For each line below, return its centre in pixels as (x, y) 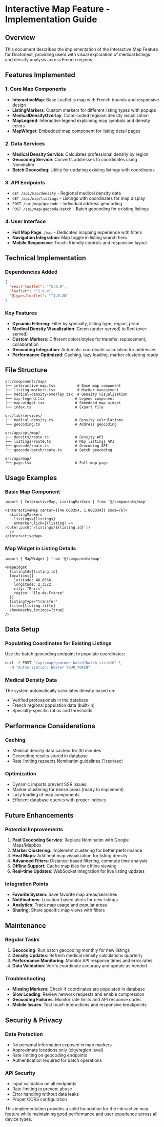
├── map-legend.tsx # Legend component (60, 398)
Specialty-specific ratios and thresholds (52, 711)
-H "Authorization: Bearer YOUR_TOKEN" (50, 668)
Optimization (21, 774)
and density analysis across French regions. (49, 60)
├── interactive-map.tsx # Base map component (63, 385)
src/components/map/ (26, 381)
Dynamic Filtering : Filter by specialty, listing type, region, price (76, 323)
